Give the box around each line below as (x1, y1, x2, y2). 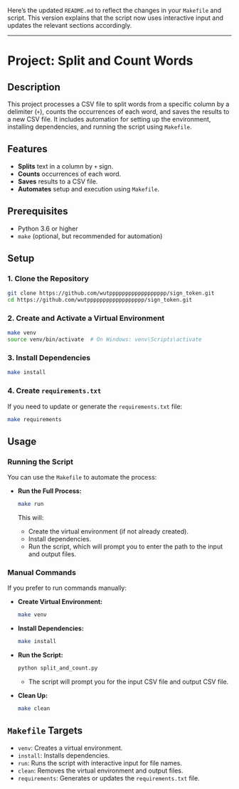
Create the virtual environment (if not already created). (28, 527, 188, 536)
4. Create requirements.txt (7, 386, 102, 396)
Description (7, 81, 60, 93)
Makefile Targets (7, 725, 83, 737)
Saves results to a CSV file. (17, 177, 98, 186)
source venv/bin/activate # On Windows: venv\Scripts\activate (7, 336, 202, 344)
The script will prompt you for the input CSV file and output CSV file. (28, 677, 229, 686)
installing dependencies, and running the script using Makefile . (7, 122, 192, 131)
